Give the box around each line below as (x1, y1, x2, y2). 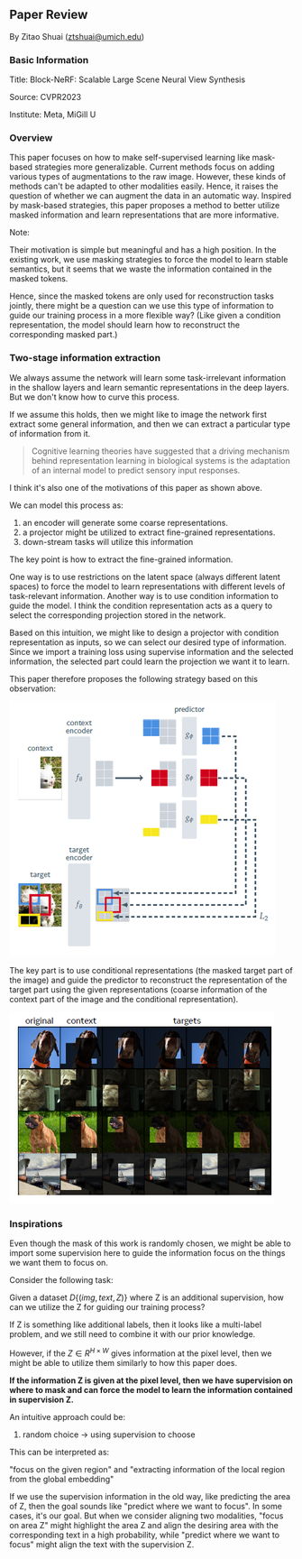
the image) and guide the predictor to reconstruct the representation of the (9, 974, 288, 985)
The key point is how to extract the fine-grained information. (9, 554, 233, 565)
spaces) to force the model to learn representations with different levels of (9, 581, 286, 592)
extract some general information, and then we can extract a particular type (9, 419, 291, 429)
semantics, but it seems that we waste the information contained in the (9, 263, 272, 274)
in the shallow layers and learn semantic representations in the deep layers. (9, 382, 290, 392)
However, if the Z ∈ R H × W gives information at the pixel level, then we (9, 1346, 272, 1359)
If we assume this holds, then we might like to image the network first (9, 409, 268, 420)
